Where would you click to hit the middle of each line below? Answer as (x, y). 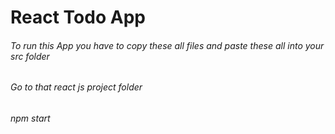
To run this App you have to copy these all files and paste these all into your (167, 45)
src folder (30, 56)
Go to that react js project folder (76, 87)
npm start (30, 118)
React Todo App (78, 17)
